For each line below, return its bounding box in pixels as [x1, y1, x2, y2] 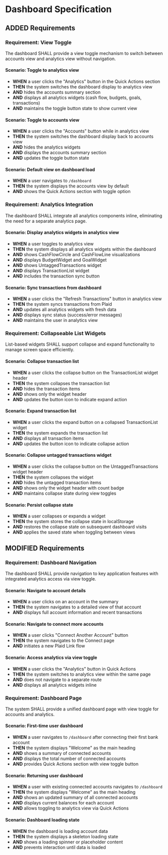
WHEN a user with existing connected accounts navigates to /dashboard [12, 784, 163, 790]
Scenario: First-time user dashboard [5, 723, 83, 729]
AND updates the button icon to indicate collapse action [12, 441, 130, 447]
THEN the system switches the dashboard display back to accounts [12, 133, 154, 139]
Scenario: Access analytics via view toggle [5, 654, 97, 660]
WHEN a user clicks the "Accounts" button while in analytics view [12, 128, 149, 134]
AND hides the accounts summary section [12, 89, 101, 96]
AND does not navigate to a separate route [12, 676, 102, 683]
